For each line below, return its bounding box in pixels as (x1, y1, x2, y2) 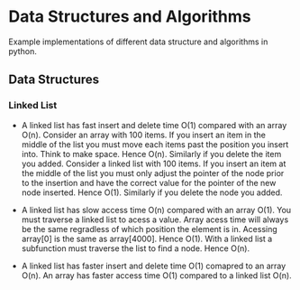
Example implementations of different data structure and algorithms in (8, 36, 268, 47)
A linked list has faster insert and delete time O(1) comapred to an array (21, 260, 286, 271)
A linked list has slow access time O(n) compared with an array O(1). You (21, 204, 292, 215)
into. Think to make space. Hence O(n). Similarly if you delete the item (21, 148, 282, 159)
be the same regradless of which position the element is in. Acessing (21, 223, 278, 234)
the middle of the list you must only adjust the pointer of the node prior (21, 167, 285, 178)
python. (8, 45, 37, 56)
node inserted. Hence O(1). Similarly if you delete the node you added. (21, 187, 283, 198)
